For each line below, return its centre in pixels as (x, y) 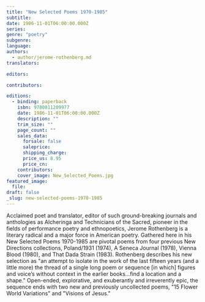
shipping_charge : (45, 153)
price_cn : (35, 164)
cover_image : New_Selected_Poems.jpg (65, 175)
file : (19, 187)
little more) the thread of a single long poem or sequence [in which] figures (101, 267)
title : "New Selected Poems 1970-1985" (57, 12)
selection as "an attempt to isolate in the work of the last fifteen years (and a (102, 261)
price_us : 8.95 (42, 159)
